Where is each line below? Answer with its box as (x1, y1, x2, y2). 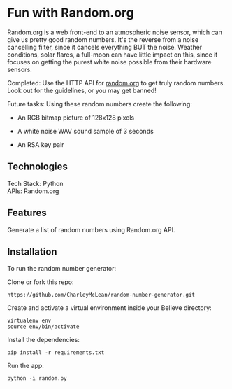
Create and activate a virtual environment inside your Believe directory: (7, 304, 212, 312)
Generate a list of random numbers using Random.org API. (7, 225, 175, 234)
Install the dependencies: (7, 336, 80, 344)
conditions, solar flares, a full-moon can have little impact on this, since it (7, 50, 218, 59)
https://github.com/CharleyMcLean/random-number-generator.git (7, 292, 196, 299)
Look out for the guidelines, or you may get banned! (7, 86, 157, 94)
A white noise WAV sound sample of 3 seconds (17, 127, 154, 135)
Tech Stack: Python (7, 179, 64, 188)
